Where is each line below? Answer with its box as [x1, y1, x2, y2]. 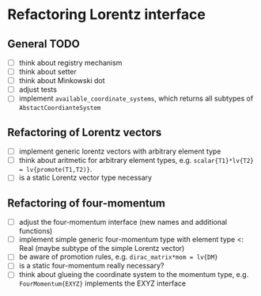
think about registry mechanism [18, 58, 123, 67]
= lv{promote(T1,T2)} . [18, 165, 93, 174]
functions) [18, 226, 53, 236]
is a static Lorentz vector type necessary [18, 173, 152, 183]
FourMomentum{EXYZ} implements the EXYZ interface [18, 279, 187, 288]
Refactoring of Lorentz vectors [7, 125, 162, 139]
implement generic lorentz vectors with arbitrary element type [18, 146, 221, 156]
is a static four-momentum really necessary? [18, 261, 165, 271]
